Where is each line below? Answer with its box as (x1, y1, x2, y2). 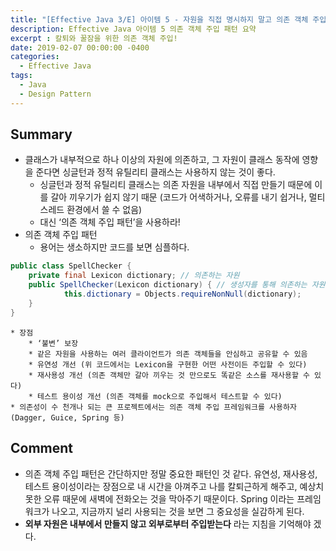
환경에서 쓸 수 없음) (66, 204, 143, 216)
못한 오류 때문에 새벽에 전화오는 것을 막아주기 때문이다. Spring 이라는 (24, 492, 295, 505)
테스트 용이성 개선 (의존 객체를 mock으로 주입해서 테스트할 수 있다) (36, 391, 283, 401)
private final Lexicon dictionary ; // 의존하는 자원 (28, 271, 240, 281)
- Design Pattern (19, 89, 92, 99)
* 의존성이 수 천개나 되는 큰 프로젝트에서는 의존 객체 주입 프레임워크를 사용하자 (10, 402, 297, 412)
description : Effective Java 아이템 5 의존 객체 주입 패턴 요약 (10, 24, 257, 34)
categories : (10, 52, 60, 62)
